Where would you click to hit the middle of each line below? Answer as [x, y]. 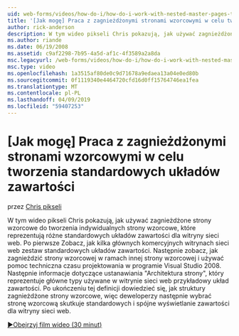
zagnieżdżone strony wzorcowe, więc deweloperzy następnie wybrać [110, 296]
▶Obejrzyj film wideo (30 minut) [55, 325]
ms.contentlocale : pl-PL [44, 93]
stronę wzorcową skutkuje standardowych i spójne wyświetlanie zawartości [118, 303]
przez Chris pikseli [34, 206]
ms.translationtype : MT [43, 87]
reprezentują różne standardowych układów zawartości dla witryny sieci [113, 235]
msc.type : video [31, 67]
